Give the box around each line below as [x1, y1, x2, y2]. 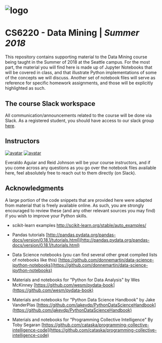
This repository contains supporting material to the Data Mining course [5, 54, 147, 60]
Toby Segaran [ [12, 321, 43, 328]
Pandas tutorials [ [12, 232, 48, 238]
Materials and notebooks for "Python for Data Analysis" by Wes [12, 277, 140, 283]
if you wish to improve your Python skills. [5, 213, 88, 219]
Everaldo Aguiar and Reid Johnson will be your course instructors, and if [5, 159, 151, 165]
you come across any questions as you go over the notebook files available [5, 165, 157, 171]
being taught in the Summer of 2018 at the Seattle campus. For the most [5, 59, 150, 65]
